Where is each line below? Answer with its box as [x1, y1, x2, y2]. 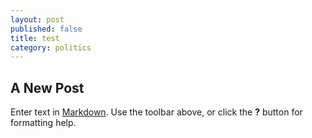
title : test [10, 33, 60, 43]
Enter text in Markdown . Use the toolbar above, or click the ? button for [10, 106, 303, 118]
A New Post [10, 79, 85, 96]
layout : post [10, 14, 65, 25]
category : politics [10, 42, 92, 53]
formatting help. [10, 117, 77, 129]
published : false [10, 24, 83, 34]
